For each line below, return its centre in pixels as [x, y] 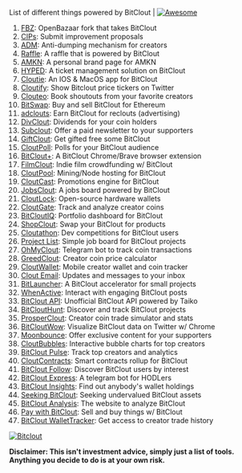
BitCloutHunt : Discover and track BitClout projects [103, 310]
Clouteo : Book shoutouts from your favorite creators [107, 96]
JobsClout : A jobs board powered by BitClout [95, 190]
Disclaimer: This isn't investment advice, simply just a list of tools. [122, 451]
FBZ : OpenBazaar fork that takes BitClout [89, 28]
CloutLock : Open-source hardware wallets [91, 198]
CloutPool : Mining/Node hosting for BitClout [93, 173]
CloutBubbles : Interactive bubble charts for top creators [113, 344]
